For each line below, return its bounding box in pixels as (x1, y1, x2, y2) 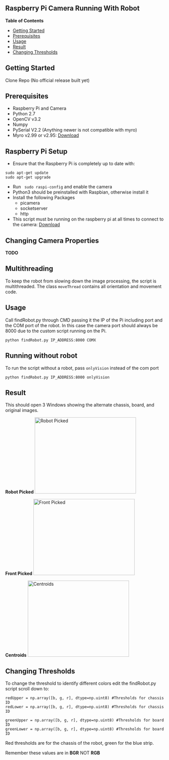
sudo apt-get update (5, 170, 49, 176)
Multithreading (5, 264, 54, 273)
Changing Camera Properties (5, 236, 99, 245)
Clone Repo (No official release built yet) (5, 77, 90, 83)
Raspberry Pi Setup (5, 147, 68, 155)
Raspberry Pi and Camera (12, 105, 67, 111)
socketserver (20, 205, 48, 211)
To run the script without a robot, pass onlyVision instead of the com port (5, 365, 159, 371)
